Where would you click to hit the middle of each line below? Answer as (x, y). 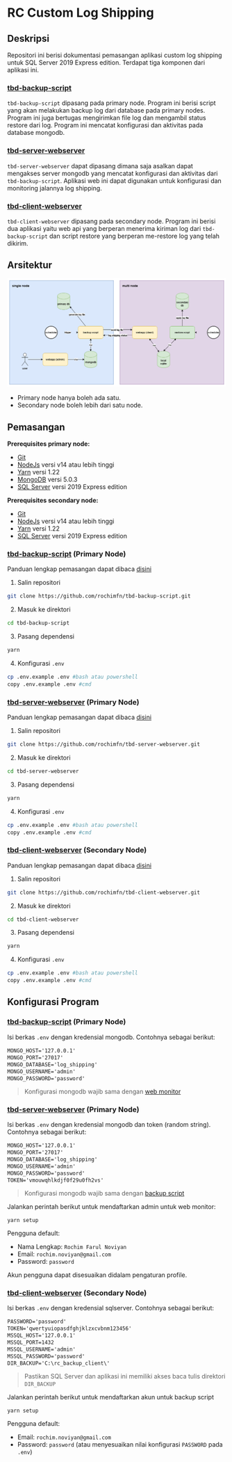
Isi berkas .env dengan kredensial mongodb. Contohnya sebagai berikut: (111, 1037)
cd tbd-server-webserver (43, 771)
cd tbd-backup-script (39, 623)
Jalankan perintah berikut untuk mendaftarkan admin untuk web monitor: (111, 1207)
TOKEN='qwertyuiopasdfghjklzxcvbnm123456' (69, 1329)
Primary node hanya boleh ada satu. (69, 398)
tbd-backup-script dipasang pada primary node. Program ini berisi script (112, 103)
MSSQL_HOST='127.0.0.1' (42, 1336)
